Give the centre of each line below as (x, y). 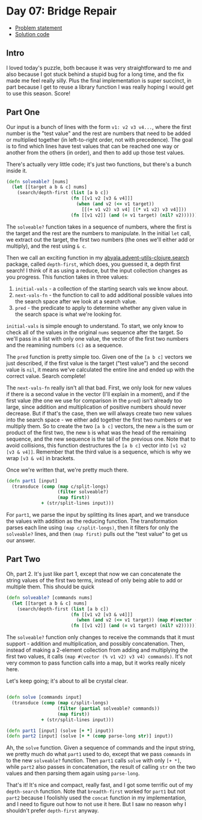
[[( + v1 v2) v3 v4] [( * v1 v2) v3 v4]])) (134, 209)
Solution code (32, 34)
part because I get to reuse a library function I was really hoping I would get (100, 87)
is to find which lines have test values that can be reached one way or (93, 146)
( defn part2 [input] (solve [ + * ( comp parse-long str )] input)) (90, 736)
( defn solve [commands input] (44, 698)
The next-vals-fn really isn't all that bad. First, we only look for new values (99, 388)
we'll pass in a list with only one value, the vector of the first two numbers (97, 338)
